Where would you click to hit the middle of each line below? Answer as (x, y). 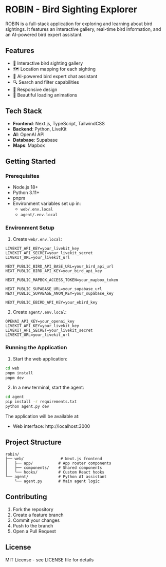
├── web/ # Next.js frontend (54, 459)
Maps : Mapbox (29, 145)
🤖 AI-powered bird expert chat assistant (55, 76)
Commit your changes (36, 520)
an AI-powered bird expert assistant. (44, 34)
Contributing (26, 497)
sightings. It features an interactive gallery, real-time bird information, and (83, 29)
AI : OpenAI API (29, 134)
